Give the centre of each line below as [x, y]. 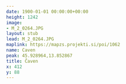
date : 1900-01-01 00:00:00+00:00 [47, 12]
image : [14, 22]
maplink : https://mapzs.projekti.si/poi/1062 [63, 45]
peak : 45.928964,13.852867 [39, 56]
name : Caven [21, 50]
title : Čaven [22, 61]
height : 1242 [22, 17]
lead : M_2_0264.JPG [30, 39]
